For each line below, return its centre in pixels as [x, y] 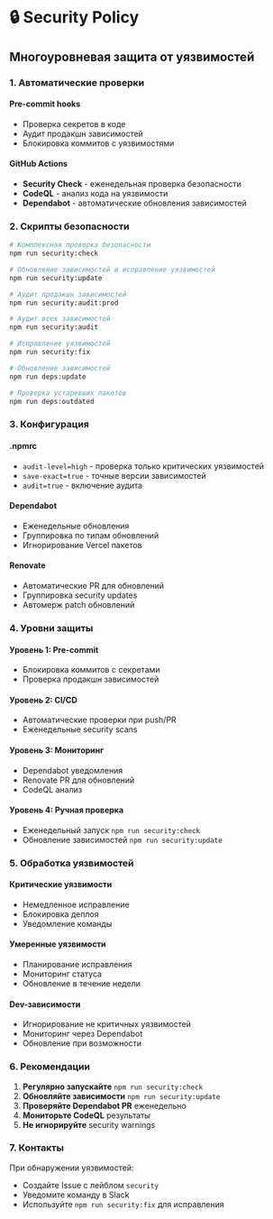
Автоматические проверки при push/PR [100, 720]
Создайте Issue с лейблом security [91, 1185]
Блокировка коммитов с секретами [91, 670]
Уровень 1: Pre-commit [54, 649]
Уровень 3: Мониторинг [57, 750]
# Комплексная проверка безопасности [80, 245]
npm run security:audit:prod [64, 303]
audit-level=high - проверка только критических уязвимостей [143, 466]
